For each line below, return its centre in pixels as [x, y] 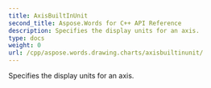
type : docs [27, 38]
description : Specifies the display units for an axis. [104, 30]
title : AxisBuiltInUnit [48, 16]
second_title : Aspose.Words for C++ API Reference [95, 23]
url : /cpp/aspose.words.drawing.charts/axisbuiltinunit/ [106, 53]
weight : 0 [25, 46]
